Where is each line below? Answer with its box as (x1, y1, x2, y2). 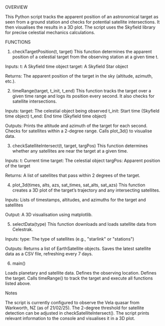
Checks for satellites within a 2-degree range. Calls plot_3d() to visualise (5, 128, 152, 134)
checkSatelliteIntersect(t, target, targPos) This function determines (12, 143, 148, 149)
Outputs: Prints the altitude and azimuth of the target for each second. (5, 123, 148, 128)
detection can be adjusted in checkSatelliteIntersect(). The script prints (5, 310, 149, 316)
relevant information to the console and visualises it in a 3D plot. (5, 316, 135, 321)
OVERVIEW (5, 4, 28, 10)
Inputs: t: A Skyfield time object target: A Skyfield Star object (5, 64, 129, 69)
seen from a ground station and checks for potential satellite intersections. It (5, 19, 160, 25)
